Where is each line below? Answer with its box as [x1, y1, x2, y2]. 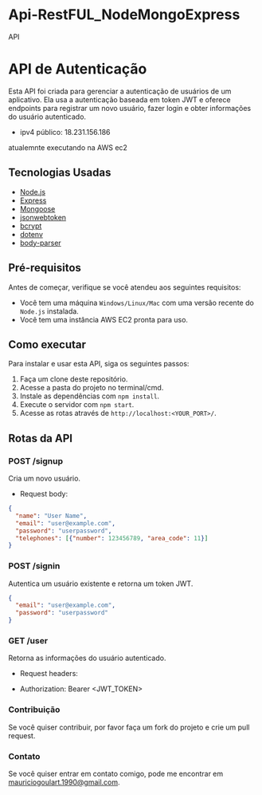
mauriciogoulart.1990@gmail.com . [8, 777, 121, 787]
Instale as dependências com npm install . [19, 391, 160, 401]
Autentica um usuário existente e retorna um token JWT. [8, 579, 194, 588]
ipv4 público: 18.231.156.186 [19, 127, 111, 136]
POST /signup [8, 455, 64, 466]
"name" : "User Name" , [15, 512, 88, 520]
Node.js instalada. [19, 306, 80, 316]
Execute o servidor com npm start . [19, 400, 135, 409]
